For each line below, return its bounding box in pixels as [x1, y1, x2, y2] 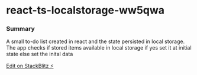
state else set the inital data [6, 51, 73, 58]
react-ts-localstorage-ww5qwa [6, 4, 164, 17]
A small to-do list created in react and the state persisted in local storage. [6, 38, 185, 45]
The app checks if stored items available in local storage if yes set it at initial [6, 44, 192, 51]
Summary [6, 25, 35, 33]
